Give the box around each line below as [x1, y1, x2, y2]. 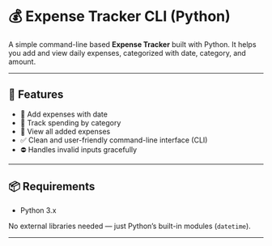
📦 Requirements [8, 180, 96, 193]
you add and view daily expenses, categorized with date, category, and [8, 48, 247, 57]
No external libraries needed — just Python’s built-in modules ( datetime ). [8, 221, 251, 231]
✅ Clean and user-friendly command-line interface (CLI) [19, 135, 208, 145]
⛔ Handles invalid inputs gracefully [19, 144, 138, 155]
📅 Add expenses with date [19, 109, 108, 119]
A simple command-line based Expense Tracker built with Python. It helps [8, 39, 257, 49]
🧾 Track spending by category [19, 117, 121, 127]
